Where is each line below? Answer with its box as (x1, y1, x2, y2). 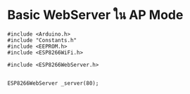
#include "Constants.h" (7, 36, 77, 43)
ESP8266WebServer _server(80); (7, 79, 99, 87)
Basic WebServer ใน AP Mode (7, 7, 184, 23)
